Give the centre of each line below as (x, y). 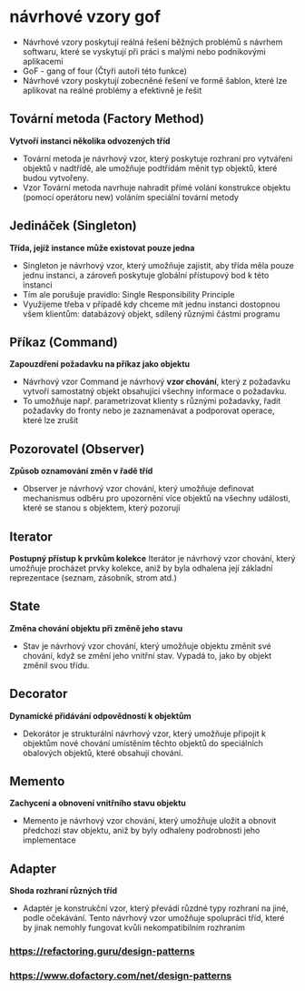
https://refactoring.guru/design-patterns (102, 951)
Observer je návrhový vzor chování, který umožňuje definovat (138, 489)
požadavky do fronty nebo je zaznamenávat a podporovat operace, (148, 410)
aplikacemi (43, 61)
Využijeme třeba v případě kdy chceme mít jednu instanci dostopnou (151, 304)
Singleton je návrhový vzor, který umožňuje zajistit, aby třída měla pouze (158, 265)
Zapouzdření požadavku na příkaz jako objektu (100, 364)
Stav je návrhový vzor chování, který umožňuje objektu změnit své (147, 646)
